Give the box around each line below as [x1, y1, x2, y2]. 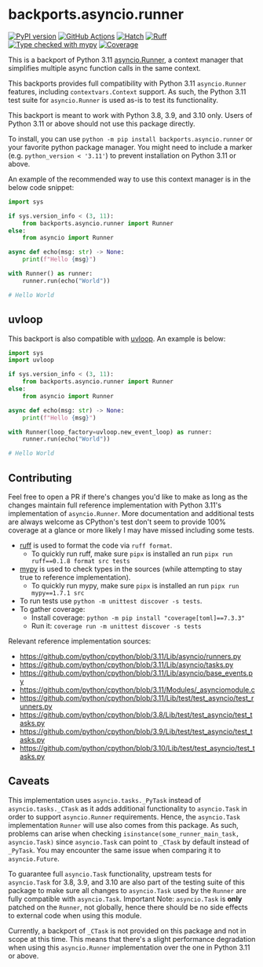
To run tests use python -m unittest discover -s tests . [19, 595, 203, 606]
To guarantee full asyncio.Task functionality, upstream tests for [8, 869, 212, 878]
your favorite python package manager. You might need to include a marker [8, 142, 253, 152]
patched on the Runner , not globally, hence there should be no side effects [8, 902, 249, 912]
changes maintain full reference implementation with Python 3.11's [8, 500, 222, 510]
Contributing [8, 471, 72, 485]
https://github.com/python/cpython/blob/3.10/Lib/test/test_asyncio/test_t [19, 743, 255, 753]
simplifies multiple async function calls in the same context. [8, 63, 202, 72]
